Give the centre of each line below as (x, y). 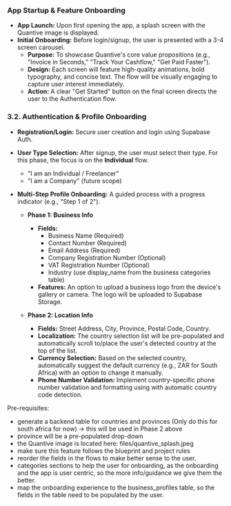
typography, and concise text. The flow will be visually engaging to (122, 77)
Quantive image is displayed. (58, 32)
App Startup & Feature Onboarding (67, 10)
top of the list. (57, 350)
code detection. (60, 394)
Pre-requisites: (28, 408)
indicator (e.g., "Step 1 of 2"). (59, 201)
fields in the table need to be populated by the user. (90, 495)
